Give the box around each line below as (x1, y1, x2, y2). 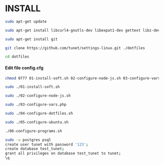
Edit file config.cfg (5, 64, 44, 71)
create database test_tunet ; (5, 146, 64, 151)
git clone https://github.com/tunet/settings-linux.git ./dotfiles (5, 45, 145, 50)
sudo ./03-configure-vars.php (5, 102, 67, 107)
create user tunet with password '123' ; (5, 142, 89, 147)
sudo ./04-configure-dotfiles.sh (5, 111, 73, 116)
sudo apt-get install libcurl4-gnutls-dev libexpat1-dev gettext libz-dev (5, 28, 161, 33)
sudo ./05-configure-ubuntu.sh (5, 120, 69, 124)
